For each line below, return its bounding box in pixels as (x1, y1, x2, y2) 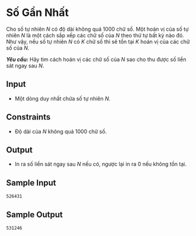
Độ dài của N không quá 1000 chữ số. (14, 128, 107, 135)
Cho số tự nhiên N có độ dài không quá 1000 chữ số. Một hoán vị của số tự (6, 25, 189, 33)
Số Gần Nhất (6, 6, 69, 20)
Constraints (6, 112, 51, 122)
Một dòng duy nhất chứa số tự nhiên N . (14, 95, 111, 102)
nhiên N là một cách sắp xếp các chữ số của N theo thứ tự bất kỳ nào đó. (6, 31, 185, 38)
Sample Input (6, 177, 56, 187)
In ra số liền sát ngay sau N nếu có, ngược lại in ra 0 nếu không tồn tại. (14, 160, 187, 168)
